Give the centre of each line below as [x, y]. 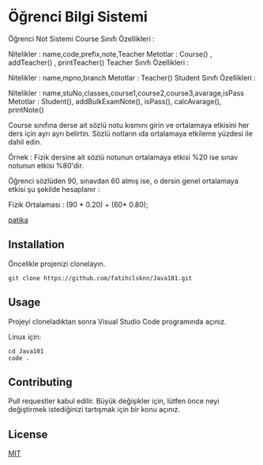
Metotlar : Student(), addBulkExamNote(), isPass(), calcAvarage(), [115, 101]
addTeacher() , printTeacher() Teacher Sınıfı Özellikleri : [99, 62]
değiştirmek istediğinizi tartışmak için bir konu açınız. [94, 410]
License [28, 434]
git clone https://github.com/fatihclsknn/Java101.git [100, 278]
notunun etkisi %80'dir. [46, 165]
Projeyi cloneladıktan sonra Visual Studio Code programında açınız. [117, 321]
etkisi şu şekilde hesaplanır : [54, 189]
